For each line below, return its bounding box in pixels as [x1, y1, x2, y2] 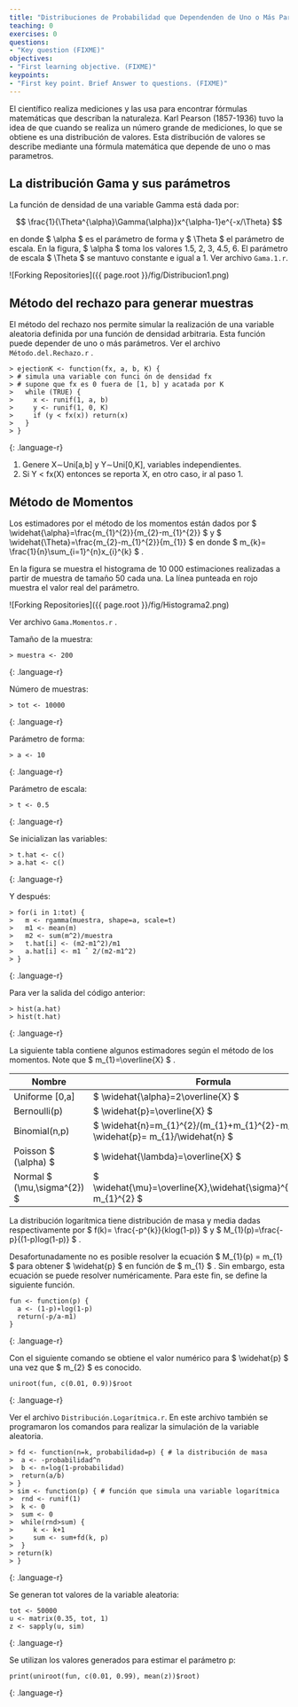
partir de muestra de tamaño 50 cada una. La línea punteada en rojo [9, 573, 258, 583]
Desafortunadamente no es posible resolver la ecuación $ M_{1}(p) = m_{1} [9, 1251, 284, 1262]
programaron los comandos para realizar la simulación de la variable [9, 1421, 260, 1432]
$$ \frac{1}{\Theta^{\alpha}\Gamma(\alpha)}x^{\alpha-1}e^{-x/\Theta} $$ [15, 216, 283, 227]
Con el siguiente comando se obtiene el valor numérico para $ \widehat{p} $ [9, 1353, 289, 1364]
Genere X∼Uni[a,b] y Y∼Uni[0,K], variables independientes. [21, 459, 242, 470]
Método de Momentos [9, 494, 134, 510]
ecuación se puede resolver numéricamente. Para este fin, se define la [9, 1270, 268, 1281]
